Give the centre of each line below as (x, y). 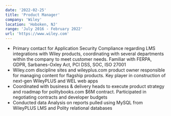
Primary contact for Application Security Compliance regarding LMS (84, 48)
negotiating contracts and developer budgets (60, 97)
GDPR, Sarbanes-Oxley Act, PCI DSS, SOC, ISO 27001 (69, 65)
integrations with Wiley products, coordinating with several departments (88, 54)
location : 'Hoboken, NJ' (32, 24)
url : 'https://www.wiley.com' (37, 34)
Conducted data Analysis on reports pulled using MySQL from (78, 102)
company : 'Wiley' (24, 19)
